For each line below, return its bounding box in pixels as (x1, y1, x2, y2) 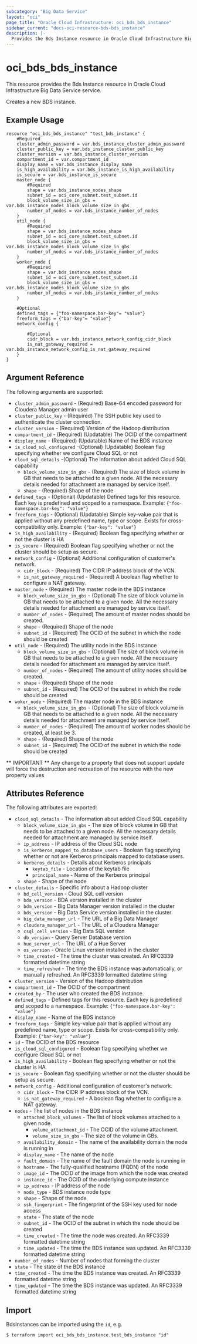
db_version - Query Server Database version (23, 934, 131, 941)
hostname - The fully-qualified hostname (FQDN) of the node (23, 1163, 169, 1171)
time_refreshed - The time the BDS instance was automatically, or (23, 965, 183, 972)
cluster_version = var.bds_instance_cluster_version (16, 151, 148, 157)
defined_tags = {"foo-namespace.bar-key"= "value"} (16, 310, 145, 316)
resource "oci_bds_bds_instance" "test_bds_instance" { (6, 130, 145, 137)
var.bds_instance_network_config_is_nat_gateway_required (6, 346, 151, 352)
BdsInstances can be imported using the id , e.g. (6, 1321, 123, 1328)
